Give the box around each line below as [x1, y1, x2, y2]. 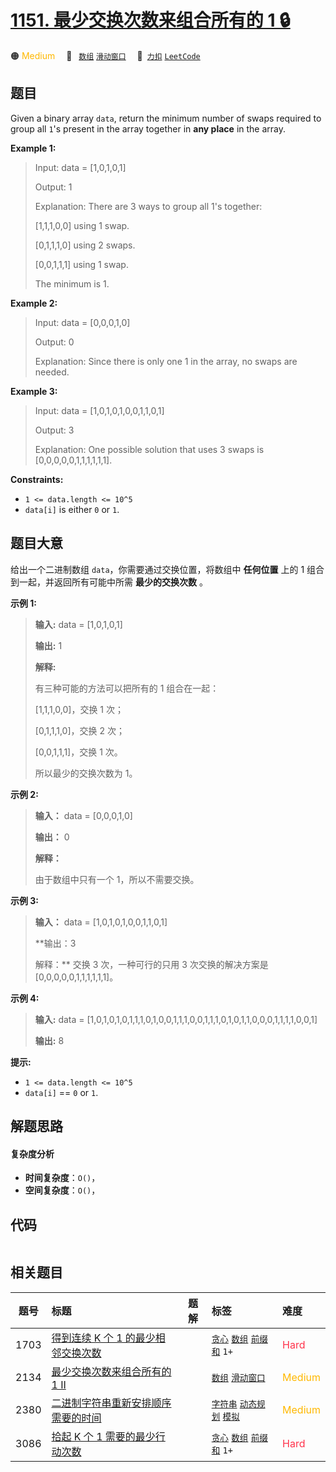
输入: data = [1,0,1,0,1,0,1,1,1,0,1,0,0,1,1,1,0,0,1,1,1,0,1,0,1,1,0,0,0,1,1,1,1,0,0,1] [34, 1013, 318, 1025]
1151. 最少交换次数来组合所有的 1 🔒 [10, 9, 291, 32]
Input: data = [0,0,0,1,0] [34, 316, 131, 328]
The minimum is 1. [34, 277, 110, 290]
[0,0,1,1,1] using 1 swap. [34, 258, 129, 270]
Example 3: [10, 385, 58, 397]
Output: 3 [34, 424, 75, 436]
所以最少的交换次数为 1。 [34, 767, 138, 779]
